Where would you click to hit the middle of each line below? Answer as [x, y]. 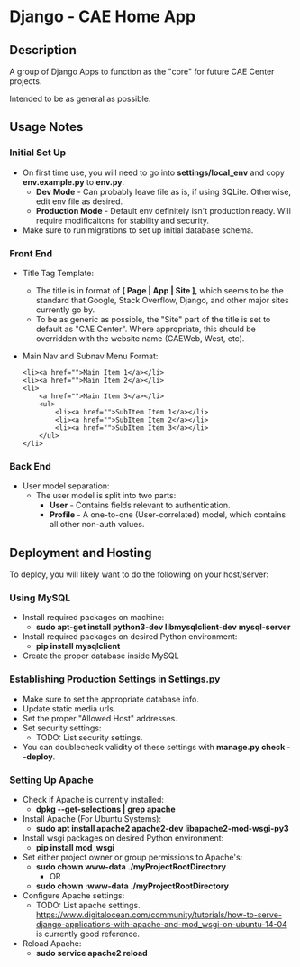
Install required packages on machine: [93, 618]
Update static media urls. [69, 708]
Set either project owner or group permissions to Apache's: [132, 857]
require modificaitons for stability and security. [123, 220]
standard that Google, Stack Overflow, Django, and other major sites [163, 300]
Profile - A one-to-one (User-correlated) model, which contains [168, 515]
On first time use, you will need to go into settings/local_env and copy [154, 172]
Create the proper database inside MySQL [100, 656]
